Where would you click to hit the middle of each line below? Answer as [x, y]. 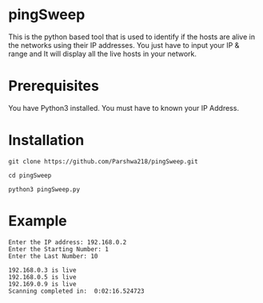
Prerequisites [54, 86]
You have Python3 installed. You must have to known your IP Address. [124, 108]
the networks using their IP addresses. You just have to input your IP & [124, 45]
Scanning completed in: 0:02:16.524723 [77, 291]
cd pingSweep [30, 175]
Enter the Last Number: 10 [53, 256]
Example [38, 221]
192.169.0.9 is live [43, 284]
